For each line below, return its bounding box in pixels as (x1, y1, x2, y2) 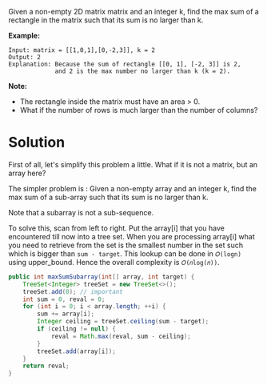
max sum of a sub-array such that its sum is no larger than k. (8, 192, 209, 202)
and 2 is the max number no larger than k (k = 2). (54, 67, 230, 75)
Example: (8, 31, 41, 40)
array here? (8, 168, 46, 178)
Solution (8, 134, 66, 151)
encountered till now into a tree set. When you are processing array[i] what (8, 231, 256, 241)
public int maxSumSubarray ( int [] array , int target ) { (8, 272, 195, 281)
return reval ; (22, 362, 70, 371)
